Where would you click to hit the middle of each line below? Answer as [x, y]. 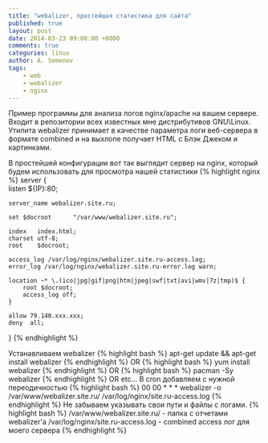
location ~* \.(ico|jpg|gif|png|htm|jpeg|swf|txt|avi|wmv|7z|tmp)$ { [127, 281]
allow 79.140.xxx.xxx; [46, 316]
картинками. [30, 148]
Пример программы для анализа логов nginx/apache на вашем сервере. [134, 113]
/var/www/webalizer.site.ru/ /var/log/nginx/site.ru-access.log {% [115, 396]
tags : [17, 68]
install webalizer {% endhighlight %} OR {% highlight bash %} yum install [129, 362]
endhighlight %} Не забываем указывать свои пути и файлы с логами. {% [134, 405]
